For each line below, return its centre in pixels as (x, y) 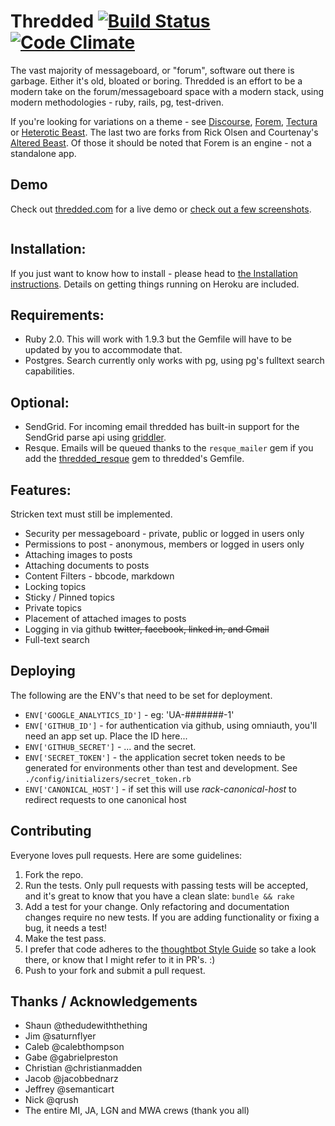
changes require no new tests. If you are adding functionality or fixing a (172, 917)
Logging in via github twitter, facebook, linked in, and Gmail (147, 629)
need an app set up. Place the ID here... (106, 736)
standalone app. (43, 153)
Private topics (53, 608)
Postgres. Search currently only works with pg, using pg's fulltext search (174, 361)
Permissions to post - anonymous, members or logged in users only (164, 544)
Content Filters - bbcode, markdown (99, 576)
